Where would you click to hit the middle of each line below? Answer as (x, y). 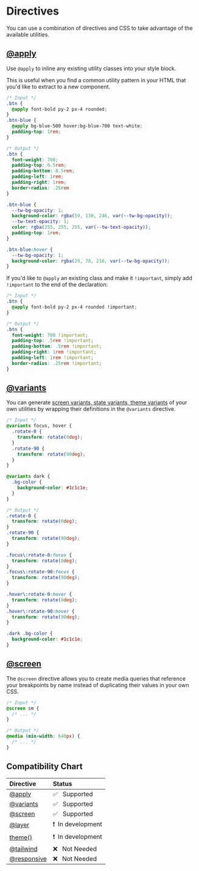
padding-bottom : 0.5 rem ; (43, 171)
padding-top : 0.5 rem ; (39, 166)
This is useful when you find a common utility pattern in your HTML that (96, 80)
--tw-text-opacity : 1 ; (40, 222)
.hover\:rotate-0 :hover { (39, 595)
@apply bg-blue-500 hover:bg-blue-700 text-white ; (77, 126)
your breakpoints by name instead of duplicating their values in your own (98, 685)
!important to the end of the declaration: (57, 285)
